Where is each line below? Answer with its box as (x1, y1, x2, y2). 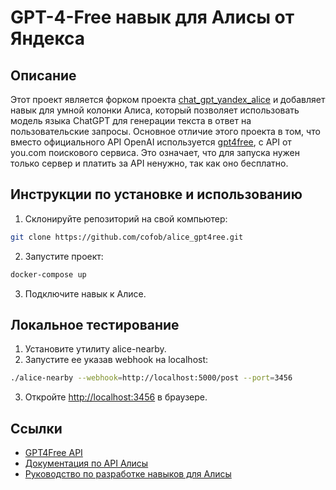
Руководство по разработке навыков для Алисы (24, 468, 232, 480)
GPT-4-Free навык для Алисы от (10, 6, 295, 29)
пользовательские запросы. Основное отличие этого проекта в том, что (10, 126, 321, 137)
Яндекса (10, 27, 86, 50)
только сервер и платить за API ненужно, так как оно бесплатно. (10, 157, 289, 169)
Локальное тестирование (10, 316, 180, 333)
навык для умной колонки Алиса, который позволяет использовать (10, 104, 300, 116)
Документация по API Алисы (24, 457, 149, 470)
